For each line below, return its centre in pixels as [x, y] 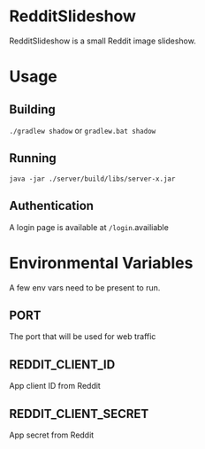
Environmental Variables [101, 263]
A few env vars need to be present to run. [85, 287]
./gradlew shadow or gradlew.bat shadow [83, 130]
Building [32, 109]
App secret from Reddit [52, 435]
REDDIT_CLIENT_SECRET [79, 414]
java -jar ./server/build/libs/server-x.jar [92, 179]
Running [33, 158]
